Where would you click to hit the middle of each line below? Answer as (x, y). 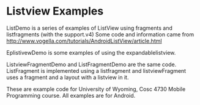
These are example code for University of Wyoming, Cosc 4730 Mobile (96, 89)
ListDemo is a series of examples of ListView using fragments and (90, 28)
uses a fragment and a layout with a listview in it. (68, 77)
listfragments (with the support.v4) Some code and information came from (100, 34)
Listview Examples (55, 11)
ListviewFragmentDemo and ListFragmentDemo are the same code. (91, 64)
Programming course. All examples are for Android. (71, 95)
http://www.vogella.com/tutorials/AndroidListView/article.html (84, 41)
